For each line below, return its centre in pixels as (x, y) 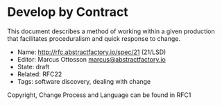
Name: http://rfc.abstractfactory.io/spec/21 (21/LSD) (92, 52)
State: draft (33, 67)
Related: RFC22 (40, 74)
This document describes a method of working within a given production (111, 31)
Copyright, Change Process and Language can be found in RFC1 (99, 95)
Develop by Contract (68, 12)
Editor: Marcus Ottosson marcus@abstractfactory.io (92, 59)
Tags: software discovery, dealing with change (84, 81)
